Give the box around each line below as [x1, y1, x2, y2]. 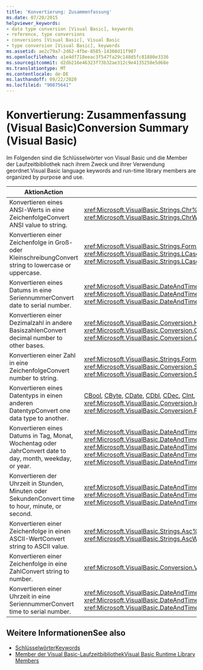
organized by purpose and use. [6, 173, 85, 181]
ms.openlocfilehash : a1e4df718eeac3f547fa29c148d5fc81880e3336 [6, 54, 169, 60]
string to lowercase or [9, 261, 71, 269]
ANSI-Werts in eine [9, 206, 65, 214]
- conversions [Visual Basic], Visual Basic [6, 37, 120, 43]
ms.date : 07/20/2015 [6, 15, 59, 21]
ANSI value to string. [9, 221, 68, 229]
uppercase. [9, 268, 42, 276]
